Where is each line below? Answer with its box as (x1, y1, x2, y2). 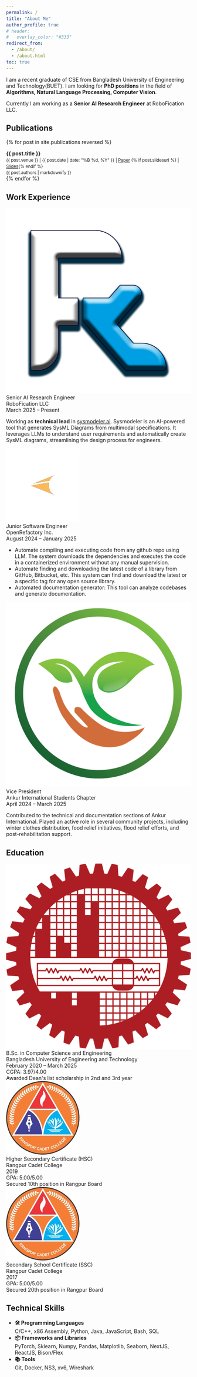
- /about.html (11, 53, 46, 59)
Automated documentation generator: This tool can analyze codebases (14, 584, 186, 591)
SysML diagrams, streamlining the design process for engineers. (6, 437, 162, 444)
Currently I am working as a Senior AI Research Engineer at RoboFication (6, 100, 185, 107)
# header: (6, 28, 30, 34)
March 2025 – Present (6, 406, 60, 414)
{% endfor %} (6, 175, 40, 182)
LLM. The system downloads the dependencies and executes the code (14, 553, 186, 560)
